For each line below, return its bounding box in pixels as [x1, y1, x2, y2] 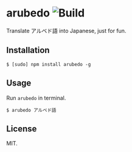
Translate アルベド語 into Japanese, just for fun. [6, 27, 127, 34]
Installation [6, 45, 50, 56]
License [6, 123, 37, 134]
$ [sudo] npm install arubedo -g [6, 61, 91, 67]
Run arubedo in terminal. [6, 94, 66, 101]
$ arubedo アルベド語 [6, 107, 57, 113]
